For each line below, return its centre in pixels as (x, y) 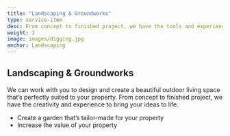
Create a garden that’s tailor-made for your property (90, 117)
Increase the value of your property (67, 125)
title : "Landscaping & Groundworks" (59, 13)
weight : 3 (21, 33)
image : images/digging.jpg (46, 39)
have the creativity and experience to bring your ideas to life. (93, 104)
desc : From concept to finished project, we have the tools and (101, 26)
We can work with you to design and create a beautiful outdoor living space (114, 89)
